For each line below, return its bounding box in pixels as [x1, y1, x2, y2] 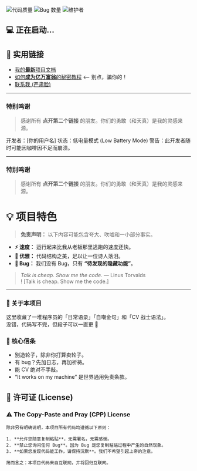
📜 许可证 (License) [6, 392, 73, 402]
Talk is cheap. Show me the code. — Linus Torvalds [20, 271, 146, 278]
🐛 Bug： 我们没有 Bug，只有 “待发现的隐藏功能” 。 [14, 260, 136, 267]
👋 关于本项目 [6, 299, 42, 307]
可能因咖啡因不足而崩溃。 [11, 144, 73, 151]
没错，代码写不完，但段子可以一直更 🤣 [6, 321, 98, 328]
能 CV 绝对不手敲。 [14, 366, 62, 373]
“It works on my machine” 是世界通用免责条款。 [14, 374, 130, 381]
